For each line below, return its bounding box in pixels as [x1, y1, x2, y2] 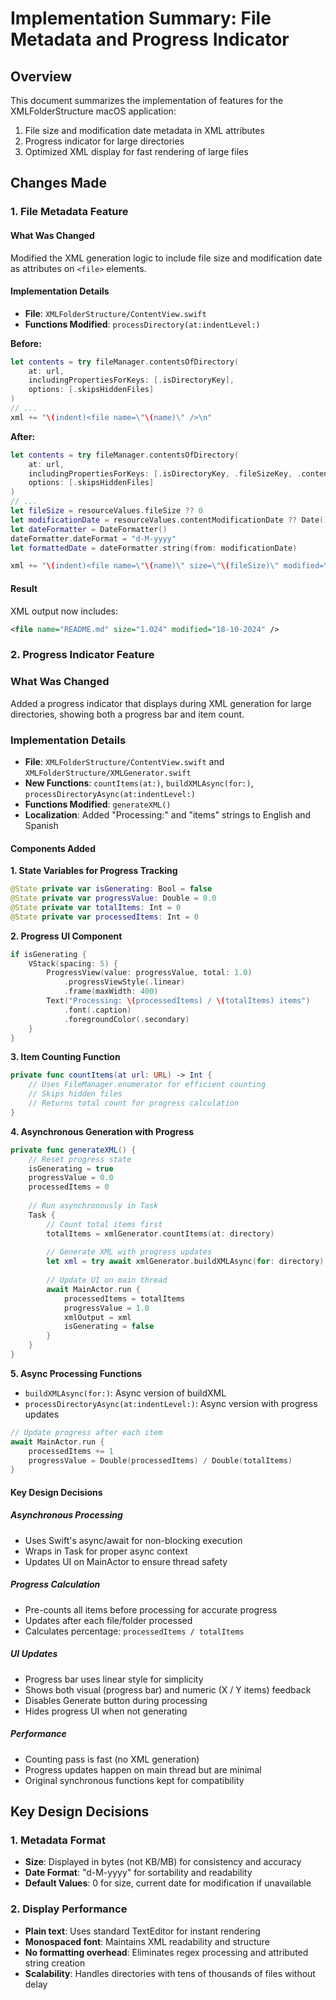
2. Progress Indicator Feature [10, 648, 155, 662]
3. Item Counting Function [10, 1051, 121, 1063]
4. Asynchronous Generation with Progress [10, 1125, 195, 1137]
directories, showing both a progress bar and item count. [10, 708, 245, 720]
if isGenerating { [10, 949, 87, 959]
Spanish [24, 819, 59, 831]
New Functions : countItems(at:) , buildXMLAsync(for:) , [24, 777, 254, 789]
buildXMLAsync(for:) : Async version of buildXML [24, 1387, 227, 1399]
